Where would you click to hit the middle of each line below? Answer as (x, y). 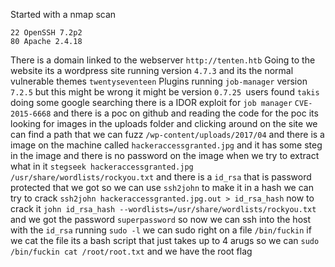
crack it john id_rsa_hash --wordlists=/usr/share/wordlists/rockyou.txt (163, 208)
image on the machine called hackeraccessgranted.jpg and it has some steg (166, 145)
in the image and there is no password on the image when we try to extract (165, 155)
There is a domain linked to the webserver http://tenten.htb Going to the (163, 60)
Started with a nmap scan (63, 14)
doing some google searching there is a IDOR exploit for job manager (151, 102)
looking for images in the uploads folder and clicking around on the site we (164, 123)
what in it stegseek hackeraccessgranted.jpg (102, 166)
